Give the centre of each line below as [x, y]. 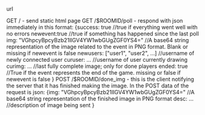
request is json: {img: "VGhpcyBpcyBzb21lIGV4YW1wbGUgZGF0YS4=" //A [101, 92]
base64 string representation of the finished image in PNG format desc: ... [100, 98]
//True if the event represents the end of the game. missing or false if [94, 72]
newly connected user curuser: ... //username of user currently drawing [97, 60]
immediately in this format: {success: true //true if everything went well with [102, 27]
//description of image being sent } [51, 105]
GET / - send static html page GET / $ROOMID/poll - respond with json [95, 20]
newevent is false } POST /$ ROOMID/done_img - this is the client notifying [100, 79]
